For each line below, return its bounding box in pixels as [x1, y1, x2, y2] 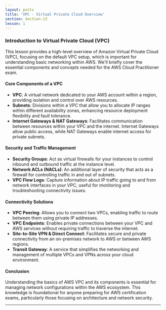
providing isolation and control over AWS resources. [12, 97, 119, 103]
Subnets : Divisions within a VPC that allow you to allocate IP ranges [12, 102, 151, 108]
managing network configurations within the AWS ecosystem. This [5, 284, 141, 290]
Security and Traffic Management [5, 145, 76, 151]
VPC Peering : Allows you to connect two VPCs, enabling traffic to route [12, 210, 158, 216]
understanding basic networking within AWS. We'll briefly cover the [5, 59, 142, 65]
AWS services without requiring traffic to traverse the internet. [12, 226, 139, 232]
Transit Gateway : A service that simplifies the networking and [12, 246, 139, 252]
